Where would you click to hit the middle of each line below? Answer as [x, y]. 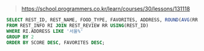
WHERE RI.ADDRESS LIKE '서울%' [45, 31]
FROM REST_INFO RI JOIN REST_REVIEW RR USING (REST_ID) [78, 25]
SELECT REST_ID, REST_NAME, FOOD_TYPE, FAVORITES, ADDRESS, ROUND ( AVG [98, 20]
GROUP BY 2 [20, 37]
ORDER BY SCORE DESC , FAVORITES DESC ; [56, 42]
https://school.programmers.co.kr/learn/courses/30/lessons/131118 [106, 9]
